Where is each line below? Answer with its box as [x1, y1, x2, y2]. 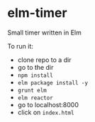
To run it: [7, 42, 34, 50]
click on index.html [17, 108, 74, 116]
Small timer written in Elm [7, 28, 82, 37]
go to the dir [17, 63, 54, 71]
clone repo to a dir [17, 55, 72, 64]
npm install [17, 72, 53, 79]
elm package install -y [17, 79, 89, 86]
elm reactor [17, 94, 53, 102]
